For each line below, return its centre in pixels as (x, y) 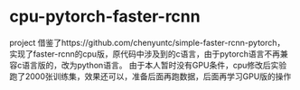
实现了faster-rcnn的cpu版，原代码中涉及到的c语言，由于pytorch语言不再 (145, 54)
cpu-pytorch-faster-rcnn (105, 17)
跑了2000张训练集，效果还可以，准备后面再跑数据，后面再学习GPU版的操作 (150, 76)
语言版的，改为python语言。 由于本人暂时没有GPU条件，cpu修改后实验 (154, 65)
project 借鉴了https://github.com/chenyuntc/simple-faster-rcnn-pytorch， (147, 42)
